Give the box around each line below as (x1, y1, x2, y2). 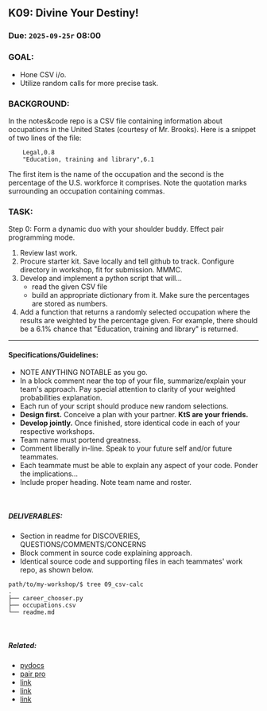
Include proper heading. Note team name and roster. (19, 478, 192, 487)
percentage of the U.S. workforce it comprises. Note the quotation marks (8, 178, 248, 187)
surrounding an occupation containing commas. (8, 186, 165, 196)
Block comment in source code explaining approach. (19, 549, 193, 558)
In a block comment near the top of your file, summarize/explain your (19, 376, 246, 385)
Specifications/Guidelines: (8, 350, 99, 359)
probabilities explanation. (19, 393, 103, 403)
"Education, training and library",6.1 (22, 155, 155, 163)
